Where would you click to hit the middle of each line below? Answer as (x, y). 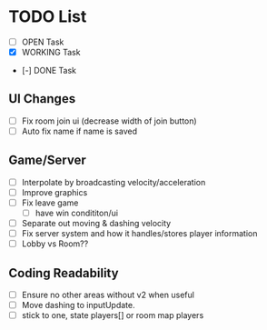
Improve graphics (54, 192)
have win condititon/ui (77, 213)
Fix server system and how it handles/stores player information (139, 234)
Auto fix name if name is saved (79, 131)
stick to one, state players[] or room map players (113, 315)
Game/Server (48, 160)
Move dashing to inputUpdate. (78, 305)
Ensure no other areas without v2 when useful (108, 295)
